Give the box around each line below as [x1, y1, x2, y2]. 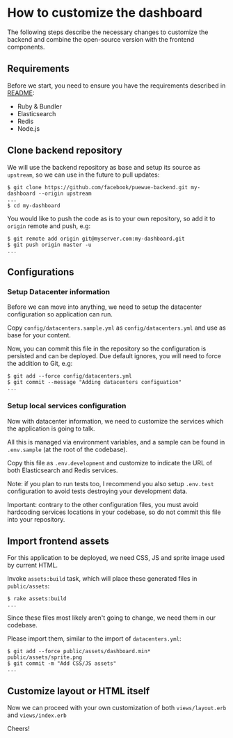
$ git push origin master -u [7, 241, 92, 248]
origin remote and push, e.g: [7, 221, 91, 230]
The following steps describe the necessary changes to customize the [7, 28, 209, 36]
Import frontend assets [7, 535, 109, 547]
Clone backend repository [7, 145, 123, 157]
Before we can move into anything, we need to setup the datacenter [7, 303, 202, 311]
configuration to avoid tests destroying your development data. [7, 487, 188, 495]
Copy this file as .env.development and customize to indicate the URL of [7, 458, 213, 467]
